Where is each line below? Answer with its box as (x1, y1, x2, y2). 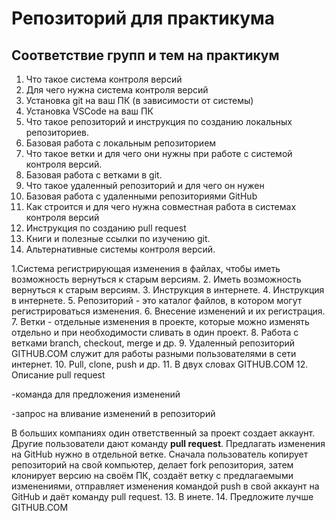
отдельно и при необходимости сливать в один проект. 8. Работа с (11, 327, 299, 338)
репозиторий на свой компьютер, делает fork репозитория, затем (11, 459, 294, 471)
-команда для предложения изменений (11, 388, 181, 400)
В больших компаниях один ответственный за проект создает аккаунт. (11, 427, 316, 439)
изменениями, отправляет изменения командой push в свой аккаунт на (11, 480, 320, 492)
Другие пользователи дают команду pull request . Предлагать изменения (11, 438, 326, 449)
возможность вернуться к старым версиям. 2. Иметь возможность (11, 273, 302, 285)
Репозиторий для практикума (11, 7, 276, 30)
